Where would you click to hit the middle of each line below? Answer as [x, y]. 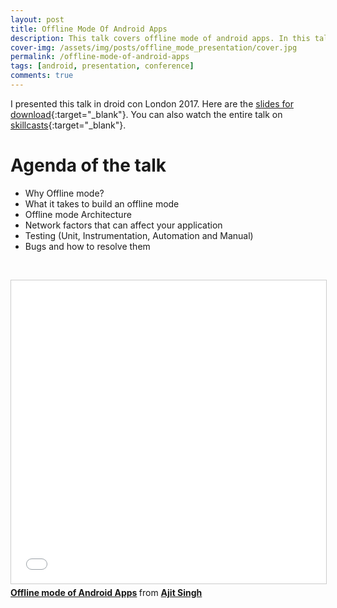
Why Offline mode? [64, 193]
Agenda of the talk [88, 165]
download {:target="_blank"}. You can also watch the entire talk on [146, 114]
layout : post [37, 19]
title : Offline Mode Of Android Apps [89, 29]
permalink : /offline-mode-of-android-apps [100, 57]
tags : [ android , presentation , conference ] [102, 66]
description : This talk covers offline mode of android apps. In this [160, 38]
